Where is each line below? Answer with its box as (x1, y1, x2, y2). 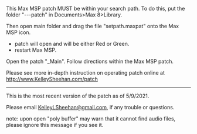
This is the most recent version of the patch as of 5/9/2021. (6, 92, 150, 99)
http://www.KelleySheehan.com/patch (6, 76, 98, 82)
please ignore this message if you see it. (6, 122, 104, 128)
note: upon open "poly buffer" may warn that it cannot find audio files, (6, 115, 176, 122)
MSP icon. (6, 29, 31, 36)
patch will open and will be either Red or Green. (14, 41, 130, 47)
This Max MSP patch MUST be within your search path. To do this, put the (6, 5, 185, 12)
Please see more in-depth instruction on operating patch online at (6, 69, 165, 76)
